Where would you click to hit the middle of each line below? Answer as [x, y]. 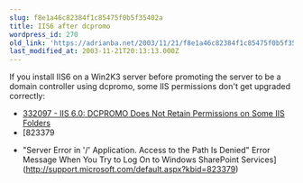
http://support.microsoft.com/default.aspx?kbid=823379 [131, 169]
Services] [258, 160]
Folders [37, 124]
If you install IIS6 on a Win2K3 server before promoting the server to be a [145, 77]
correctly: [28, 96]
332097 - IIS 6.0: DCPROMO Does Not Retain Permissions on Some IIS [154, 114]
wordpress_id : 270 [44, 34]
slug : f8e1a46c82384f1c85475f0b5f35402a [87, 18]
